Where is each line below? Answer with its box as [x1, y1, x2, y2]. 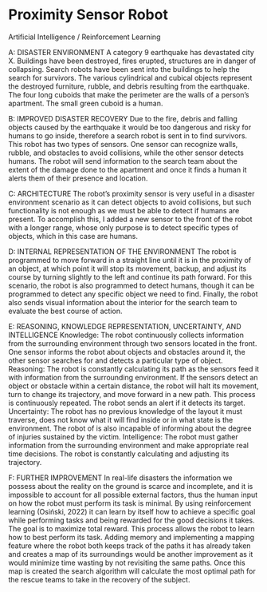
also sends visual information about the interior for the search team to [8, 297, 238, 307]
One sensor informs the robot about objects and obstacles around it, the [8, 347, 245, 356]
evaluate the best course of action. [8, 306, 123, 316]
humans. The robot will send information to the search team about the [8, 156, 238, 165]
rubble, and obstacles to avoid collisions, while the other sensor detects [8, 148, 245, 157]
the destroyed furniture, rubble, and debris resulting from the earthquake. [8, 81, 249, 91]
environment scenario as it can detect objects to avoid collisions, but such [8, 197, 252, 207]
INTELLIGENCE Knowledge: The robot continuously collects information [8, 330, 245, 340]
